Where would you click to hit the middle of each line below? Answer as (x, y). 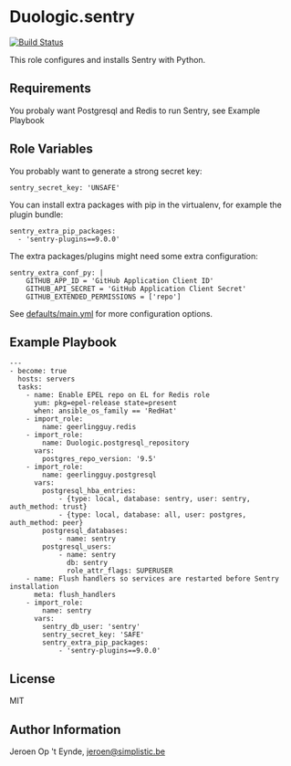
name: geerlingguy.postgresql (99, 475)
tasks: (30, 387)
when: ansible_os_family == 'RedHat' (105, 411)
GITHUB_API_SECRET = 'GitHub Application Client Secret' (136, 289)
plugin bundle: (36, 214)
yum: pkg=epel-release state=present (105, 404)
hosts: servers (47, 379)
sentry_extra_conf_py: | (57, 273)
